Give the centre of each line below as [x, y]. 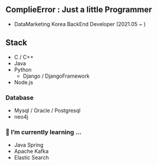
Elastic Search [32, 158]
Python [23, 69]
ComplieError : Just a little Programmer [79, 10]
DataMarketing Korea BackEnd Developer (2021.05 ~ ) [80, 24]
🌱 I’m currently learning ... [44, 132]
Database [19, 97]
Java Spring [29, 145]
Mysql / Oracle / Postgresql [47, 110]
